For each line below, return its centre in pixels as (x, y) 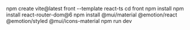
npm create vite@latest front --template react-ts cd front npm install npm (95, 9)
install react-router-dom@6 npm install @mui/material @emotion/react (92, 15)
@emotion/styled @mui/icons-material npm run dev (69, 21)
